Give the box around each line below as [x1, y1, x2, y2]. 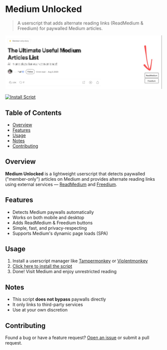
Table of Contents [5, 108, 62, 117]
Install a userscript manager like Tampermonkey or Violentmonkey [12, 258, 148, 264]
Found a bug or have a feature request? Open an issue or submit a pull [5, 335, 150, 341]
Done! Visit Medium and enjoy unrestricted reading [12, 269, 117, 275]
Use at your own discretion [12, 307, 68, 313]
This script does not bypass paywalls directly [12, 296, 106, 303]
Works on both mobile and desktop [12, 214, 84, 220]
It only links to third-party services [12, 302, 83, 308]
